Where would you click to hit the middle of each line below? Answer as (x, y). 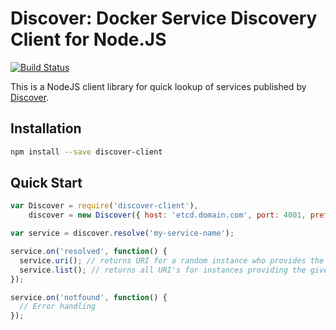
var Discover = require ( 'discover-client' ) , (104, 206)
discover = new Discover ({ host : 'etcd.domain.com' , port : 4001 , (167, 215)
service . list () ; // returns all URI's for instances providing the (163, 270)
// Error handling (58, 307)
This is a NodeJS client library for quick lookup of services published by (158, 86)
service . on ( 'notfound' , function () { (89, 297)
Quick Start (46, 183)
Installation (46, 128)
